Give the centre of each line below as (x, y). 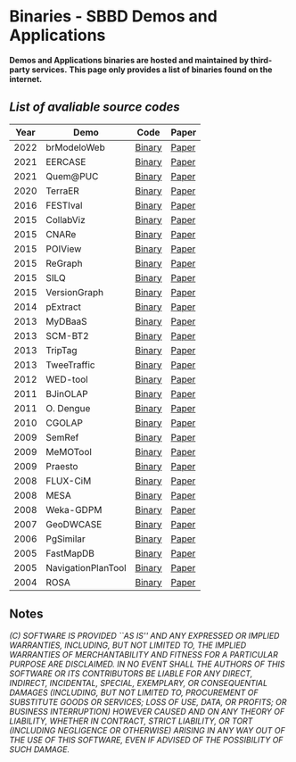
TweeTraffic (70, 365)
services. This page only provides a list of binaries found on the (152, 70)
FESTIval (64, 205)
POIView (64, 249)
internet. (26, 79)
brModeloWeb (75, 147)
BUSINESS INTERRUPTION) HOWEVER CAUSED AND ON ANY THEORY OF (147, 711)
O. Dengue (68, 408)
